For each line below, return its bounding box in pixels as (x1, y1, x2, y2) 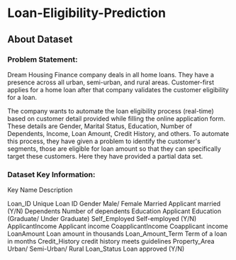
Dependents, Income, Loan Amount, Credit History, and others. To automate (7, 129, 230, 137)
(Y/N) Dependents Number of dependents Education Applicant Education (7, 207, 222, 215)
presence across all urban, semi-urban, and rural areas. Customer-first (7, 78, 215, 86)
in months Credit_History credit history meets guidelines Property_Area (7, 237, 215, 246)
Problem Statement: (7, 55, 78, 64)
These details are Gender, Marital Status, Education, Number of (7, 122, 193, 130)
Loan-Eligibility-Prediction (7, 5, 167, 21)
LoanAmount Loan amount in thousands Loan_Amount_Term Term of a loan (7, 230, 227, 238)
